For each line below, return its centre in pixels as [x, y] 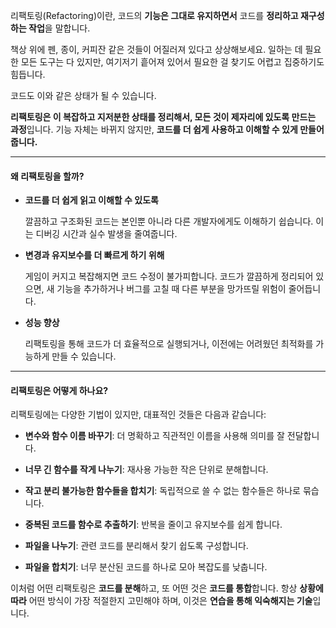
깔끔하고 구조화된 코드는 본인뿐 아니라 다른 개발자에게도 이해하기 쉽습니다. [169, 221]
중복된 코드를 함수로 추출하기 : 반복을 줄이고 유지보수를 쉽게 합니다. [153, 525]
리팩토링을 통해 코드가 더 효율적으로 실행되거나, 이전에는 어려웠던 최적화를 [169, 344]
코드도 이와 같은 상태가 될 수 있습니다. [83, 95]
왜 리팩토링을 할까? [47, 176]
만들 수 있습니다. [84, 356]
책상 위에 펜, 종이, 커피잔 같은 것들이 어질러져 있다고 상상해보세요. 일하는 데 [156, 49]
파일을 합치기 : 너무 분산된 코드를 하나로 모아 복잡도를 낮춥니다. [146, 567]
